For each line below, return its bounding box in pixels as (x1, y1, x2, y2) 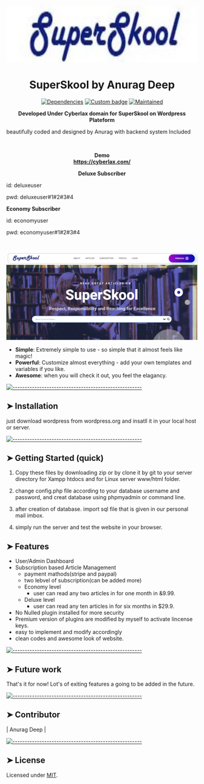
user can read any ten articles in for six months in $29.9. (33, 602, 175, 610)
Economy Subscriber (6, 205, 61, 212)
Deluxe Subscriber (78, 169, 126, 177)
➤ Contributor (6, 710, 61, 720)
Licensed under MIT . (6, 771, 58, 779)
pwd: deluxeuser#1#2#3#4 (6, 193, 74, 200)
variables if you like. (15, 365, 66, 372)
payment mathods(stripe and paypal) (24, 570, 117, 578)
